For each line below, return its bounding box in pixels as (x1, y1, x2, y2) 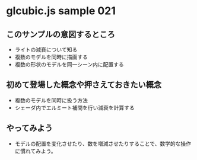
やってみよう (6, 123, 53, 133)
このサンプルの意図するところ (6, 29, 116, 39)
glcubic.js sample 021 (6, 4, 116, 18)
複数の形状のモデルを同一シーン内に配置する (14, 61, 125, 68)
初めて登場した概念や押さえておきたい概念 (6, 80, 162, 90)
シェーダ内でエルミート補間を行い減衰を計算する (14, 104, 135, 111)
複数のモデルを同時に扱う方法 (14, 97, 88, 104)
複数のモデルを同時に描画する (14, 53, 88, 60)
